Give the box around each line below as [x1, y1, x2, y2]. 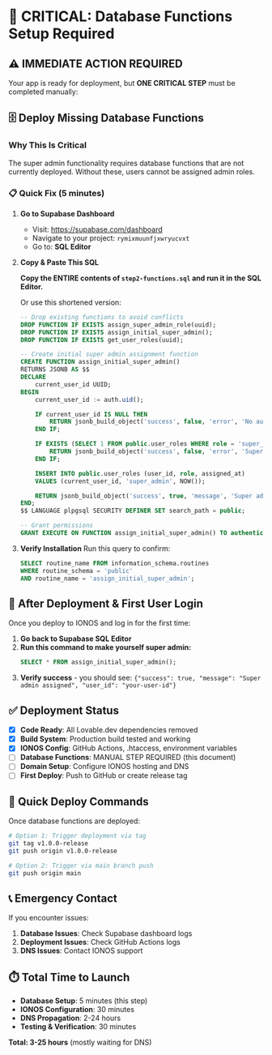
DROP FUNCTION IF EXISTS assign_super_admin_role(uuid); [19, 320, 217, 329]
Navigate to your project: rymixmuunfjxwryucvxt [32, 233, 190, 242]
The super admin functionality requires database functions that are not [8, 158, 244, 168]
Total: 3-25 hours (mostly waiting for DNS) [8, 1037, 152, 1048]
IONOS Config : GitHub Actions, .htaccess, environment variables [19, 743, 237, 753]
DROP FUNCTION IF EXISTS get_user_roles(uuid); [19, 335, 185, 344]
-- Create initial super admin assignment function [19, 350, 198, 359]
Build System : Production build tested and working [19, 734, 191, 744]
